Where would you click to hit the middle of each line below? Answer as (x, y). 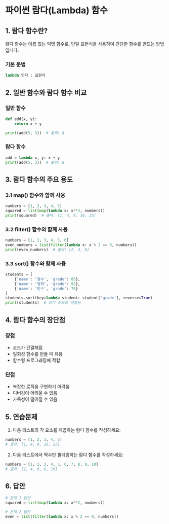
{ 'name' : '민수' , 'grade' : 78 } (46, 289)
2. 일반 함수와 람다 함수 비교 (46, 93)
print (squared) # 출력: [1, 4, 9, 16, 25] (51, 215)
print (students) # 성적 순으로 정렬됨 (43, 303)
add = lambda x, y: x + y (32, 158)
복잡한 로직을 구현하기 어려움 (41, 387)
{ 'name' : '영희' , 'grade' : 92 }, (47, 284)
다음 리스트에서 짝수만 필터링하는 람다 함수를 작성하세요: (68, 455)
